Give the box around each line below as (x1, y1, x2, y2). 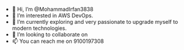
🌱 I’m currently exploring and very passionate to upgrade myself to (11, 18, 179, 25)
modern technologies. (11, 24, 67, 32)
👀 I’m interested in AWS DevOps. (11, 12, 94, 19)
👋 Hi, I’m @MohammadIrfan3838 (11, 6, 94, 12)
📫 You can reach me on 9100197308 (11, 37, 104, 45)
